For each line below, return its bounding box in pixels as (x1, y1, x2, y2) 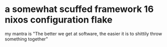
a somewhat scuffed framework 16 (5, 3, 154, 15)
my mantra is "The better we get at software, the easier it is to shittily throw (5, 30, 162, 36)
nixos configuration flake (5, 14, 113, 25)
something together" (5, 36, 48, 42)
